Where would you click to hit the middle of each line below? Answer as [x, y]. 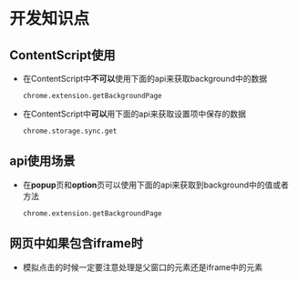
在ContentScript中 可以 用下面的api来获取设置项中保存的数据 [134, 114]
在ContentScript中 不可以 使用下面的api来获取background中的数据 [144, 79]
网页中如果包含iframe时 [77, 243]
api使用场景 [42, 161]
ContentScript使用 [62, 55]
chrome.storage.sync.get [70, 131]
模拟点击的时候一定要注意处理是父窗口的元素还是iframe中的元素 [142, 267]
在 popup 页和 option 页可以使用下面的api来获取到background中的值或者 [156, 185]
